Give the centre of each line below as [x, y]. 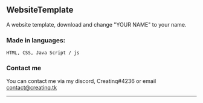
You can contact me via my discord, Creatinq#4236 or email [81, 81]
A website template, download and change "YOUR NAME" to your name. [96, 24]
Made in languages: [36, 40]
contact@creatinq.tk [32, 88]
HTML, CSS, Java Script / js [43, 53]
